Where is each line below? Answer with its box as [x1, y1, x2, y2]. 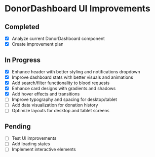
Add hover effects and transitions [11, 91, 80, 97]
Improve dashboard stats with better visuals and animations [11, 74, 134, 80]
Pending [4, 122, 31, 130]
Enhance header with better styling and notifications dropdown [11, 68, 140, 74]
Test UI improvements [11, 135, 57, 141]
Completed [4, 23, 40, 31]
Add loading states [11, 141, 50, 147]
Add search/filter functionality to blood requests [11, 80, 110, 86]
